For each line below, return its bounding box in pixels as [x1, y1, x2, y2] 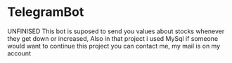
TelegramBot [7, 4, 84, 20]
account [7, 49, 32, 57]
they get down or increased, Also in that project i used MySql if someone [7, 34, 219, 42]
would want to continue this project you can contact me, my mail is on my [7, 42, 221, 50]
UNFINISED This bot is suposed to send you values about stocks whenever [7, 27, 225, 35]
